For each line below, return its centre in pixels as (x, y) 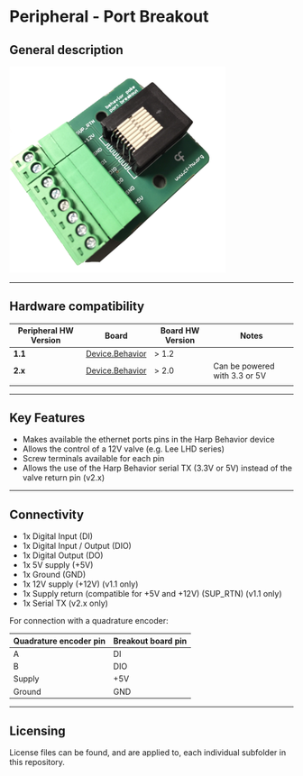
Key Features (47, 418)
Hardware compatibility (77, 307)
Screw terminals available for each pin (93, 459)
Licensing (37, 730)
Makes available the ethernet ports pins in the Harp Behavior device (148, 440)
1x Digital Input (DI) (57, 536)
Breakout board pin (150, 641)
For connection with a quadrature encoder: (89, 621)
